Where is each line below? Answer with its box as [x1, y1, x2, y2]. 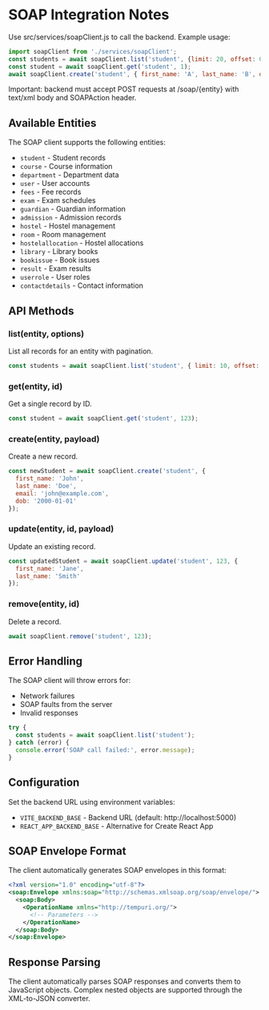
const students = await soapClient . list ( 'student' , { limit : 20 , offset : [8, 55, 256, 63]
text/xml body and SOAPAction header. [8, 93, 137, 103]
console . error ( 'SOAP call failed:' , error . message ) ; [15, 745, 195, 754]
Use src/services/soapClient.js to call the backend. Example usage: [8, 32, 231, 42]
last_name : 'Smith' [15, 572, 81, 580]
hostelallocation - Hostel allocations [19, 238, 144, 248]
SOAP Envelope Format [8, 844, 126, 858]
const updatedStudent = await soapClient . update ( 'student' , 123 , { [8, 557, 239, 565]
